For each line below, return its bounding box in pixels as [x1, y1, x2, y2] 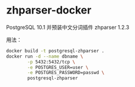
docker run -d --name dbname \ [6, 53, 83, 59]
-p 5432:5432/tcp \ [27, 59, 76, 65]
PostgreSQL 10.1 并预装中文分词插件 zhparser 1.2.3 [6, 24, 130, 31]
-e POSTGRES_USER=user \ [27, 64, 89, 71]
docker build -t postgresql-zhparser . [6, 48, 105, 53]
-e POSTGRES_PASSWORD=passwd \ [27, 70, 105, 76]
